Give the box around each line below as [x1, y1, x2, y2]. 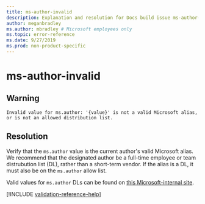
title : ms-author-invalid [6, 9, 72, 15]
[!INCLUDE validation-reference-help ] [6, 190, 101, 198]
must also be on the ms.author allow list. [6, 167, 107, 174]
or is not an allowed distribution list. [6, 114, 113, 121]
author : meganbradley [6, 20, 62, 26]
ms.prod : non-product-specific [6, 43, 86, 49]
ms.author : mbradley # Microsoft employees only [6, 26, 132, 32]
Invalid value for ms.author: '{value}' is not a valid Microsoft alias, [6, 109, 198, 116]
